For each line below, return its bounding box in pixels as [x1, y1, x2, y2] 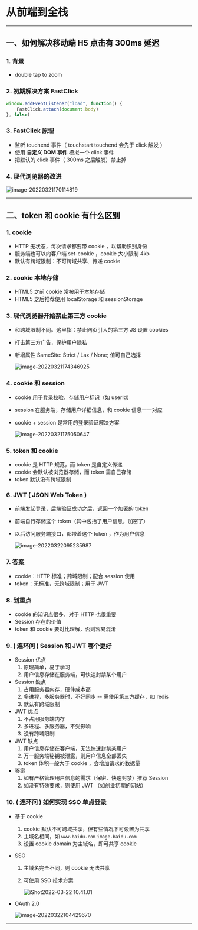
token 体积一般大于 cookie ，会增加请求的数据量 [23, 760, 141, 767]
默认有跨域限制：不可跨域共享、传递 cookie [14, 257, 121, 264]
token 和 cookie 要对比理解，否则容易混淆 [14, 625, 117, 633]
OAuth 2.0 [14, 900, 39, 907]
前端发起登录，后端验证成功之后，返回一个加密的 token [14, 505, 149, 512]
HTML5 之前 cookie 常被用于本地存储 [14, 288, 105, 296]
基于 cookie [14, 812, 43, 819]
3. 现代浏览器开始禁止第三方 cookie [6, 312, 107, 320]
